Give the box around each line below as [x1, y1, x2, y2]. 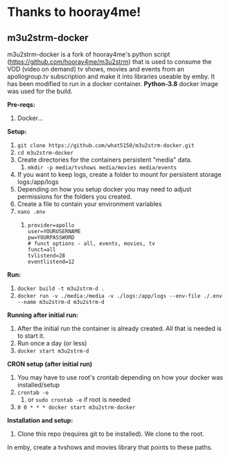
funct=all [27, 246, 57, 253]
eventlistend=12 [27, 258, 75, 265]
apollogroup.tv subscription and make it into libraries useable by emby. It [7, 72, 215, 80]
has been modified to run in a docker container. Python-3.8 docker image [7, 80, 218, 87]
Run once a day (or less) [17, 339, 87, 347]
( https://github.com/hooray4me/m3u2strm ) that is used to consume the [7, 58, 212, 66]
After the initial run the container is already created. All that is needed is [17, 324, 222, 332]
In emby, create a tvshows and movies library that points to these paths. [7, 443, 213, 451]
